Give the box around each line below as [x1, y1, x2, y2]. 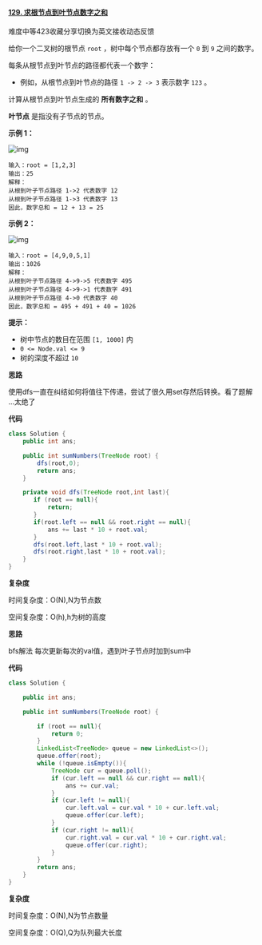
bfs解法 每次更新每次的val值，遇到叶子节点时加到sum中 [8, 646, 192, 656]
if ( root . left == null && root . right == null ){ [33, 518, 192, 526]
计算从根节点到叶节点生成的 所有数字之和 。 [8, 94, 153, 104]
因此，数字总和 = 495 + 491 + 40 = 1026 [8, 303, 137, 311]
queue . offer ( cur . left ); [65, 812, 145, 820]
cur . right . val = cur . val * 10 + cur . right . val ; [65, 833, 227, 842]
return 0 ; [50, 729, 84, 738]
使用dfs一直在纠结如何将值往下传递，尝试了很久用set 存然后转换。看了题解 [8, 387, 253, 397]
